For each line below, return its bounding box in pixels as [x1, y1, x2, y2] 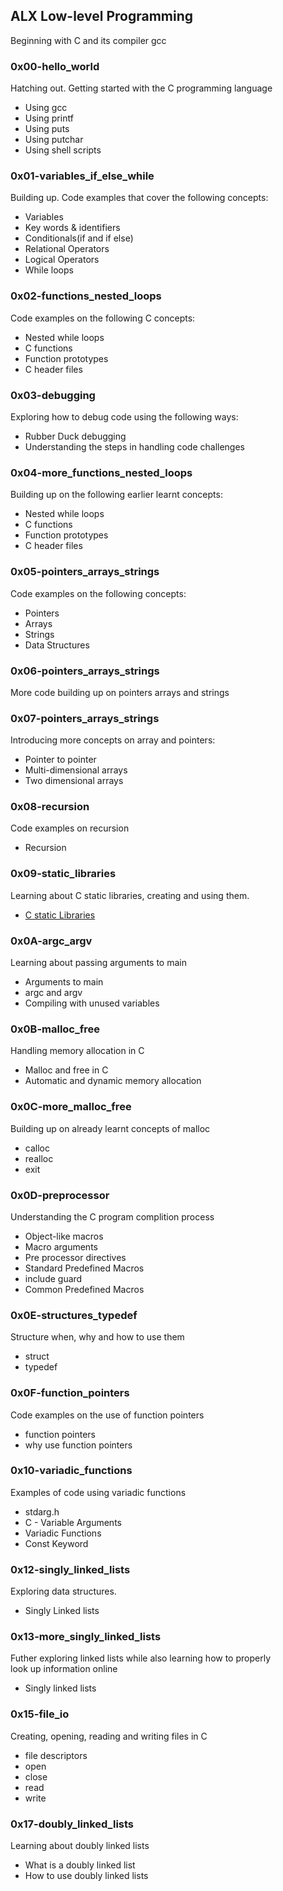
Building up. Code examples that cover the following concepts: [10, 192, 269, 204]
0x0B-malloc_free [10, 1022, 101, 1036]
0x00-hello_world [10, 59, 100, 73]
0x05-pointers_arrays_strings [10, 565, 160, 579]
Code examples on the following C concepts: [10, 312, 196, 324]
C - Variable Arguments [24, 1516, 122, 1528]
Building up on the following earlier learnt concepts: [10, 489, 223, 501]
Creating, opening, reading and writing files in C [10, 1730, 208, 1742]
